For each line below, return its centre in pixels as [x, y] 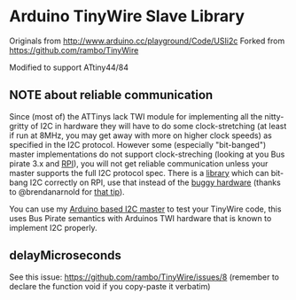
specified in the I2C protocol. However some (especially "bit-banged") [138, 144]
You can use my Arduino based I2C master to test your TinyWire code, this [145, 209]
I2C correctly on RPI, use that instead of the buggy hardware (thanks [155, 182]
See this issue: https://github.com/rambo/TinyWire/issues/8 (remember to [144, 277]
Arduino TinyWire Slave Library [127, 16]
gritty [19, 126]
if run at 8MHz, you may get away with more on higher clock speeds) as [140, 135]
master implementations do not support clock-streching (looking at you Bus [147, 154]
